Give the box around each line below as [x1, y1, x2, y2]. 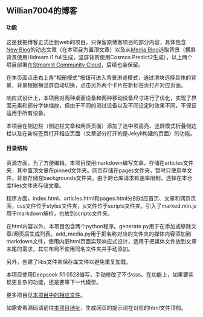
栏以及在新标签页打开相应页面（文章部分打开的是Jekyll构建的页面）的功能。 [6, 129, 196, 137]
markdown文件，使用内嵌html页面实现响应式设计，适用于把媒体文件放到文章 [6, 237, 197, 245]
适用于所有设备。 [6, 109, 49, 117]
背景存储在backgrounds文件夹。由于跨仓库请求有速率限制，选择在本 [16, 174, 187, 181]
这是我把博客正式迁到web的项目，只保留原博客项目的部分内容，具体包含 [6, 38, 186, 45]
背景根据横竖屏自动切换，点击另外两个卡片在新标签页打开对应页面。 [16, 81, 186, 89]
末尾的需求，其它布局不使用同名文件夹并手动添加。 [6, 245, 134, 252]
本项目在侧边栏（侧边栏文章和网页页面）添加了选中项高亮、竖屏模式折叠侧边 [6, 122, 197, 129]
